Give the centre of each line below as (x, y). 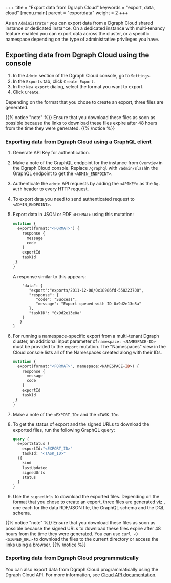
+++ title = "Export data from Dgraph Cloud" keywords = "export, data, (80, 7)
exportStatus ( (34, 444)
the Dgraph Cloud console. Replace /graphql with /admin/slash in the (85, 168)
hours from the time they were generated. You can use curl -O (72, 534)
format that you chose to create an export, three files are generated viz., (89, 502)
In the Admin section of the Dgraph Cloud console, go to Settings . (82, 75)
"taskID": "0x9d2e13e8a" (55, 313)
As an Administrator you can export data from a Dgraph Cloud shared (79, 23)
